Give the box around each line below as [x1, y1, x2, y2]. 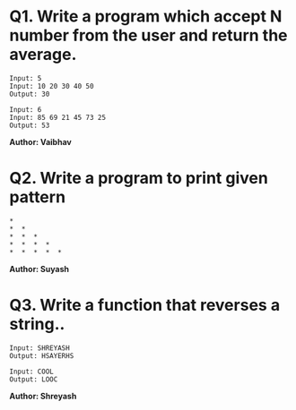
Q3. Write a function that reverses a [9, 295, 281, 315]
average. [9, 45, 77, 64]
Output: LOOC [9, 374, 58, 384]
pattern [9, 187, 65, 208]
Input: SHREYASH [9, 343, 70, 353]
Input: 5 [9, 73, 42, 82]
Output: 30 [9, 90, 50, 98]
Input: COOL [9, 367, 54, 376]
